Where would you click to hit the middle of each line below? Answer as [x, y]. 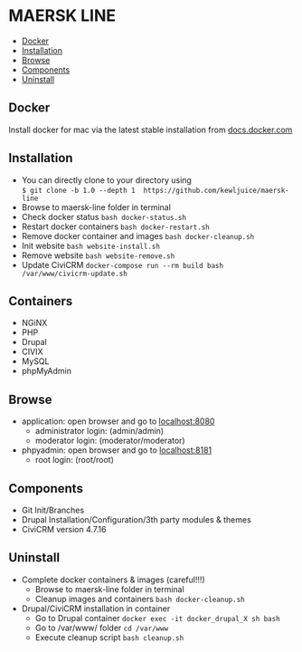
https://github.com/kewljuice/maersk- [217, 190]
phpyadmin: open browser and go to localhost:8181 [117, 450]
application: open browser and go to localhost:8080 [118, 421]
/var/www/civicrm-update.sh [74, 273]
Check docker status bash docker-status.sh [104, 216]
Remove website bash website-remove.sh [98, 255]
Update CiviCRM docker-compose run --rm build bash [122, 264]
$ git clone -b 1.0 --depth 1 [79, 190]
